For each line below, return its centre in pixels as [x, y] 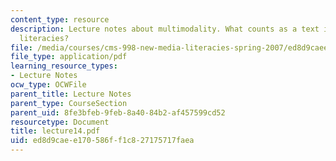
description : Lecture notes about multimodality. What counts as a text [165, 29]
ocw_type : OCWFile [48, 85]
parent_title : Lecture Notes [71, 94]
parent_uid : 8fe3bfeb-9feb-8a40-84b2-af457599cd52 [118, 112]
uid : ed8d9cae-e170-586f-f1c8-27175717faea [102, 141]
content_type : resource [60, 19]
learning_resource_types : [64, 66]
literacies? [44, 38]
